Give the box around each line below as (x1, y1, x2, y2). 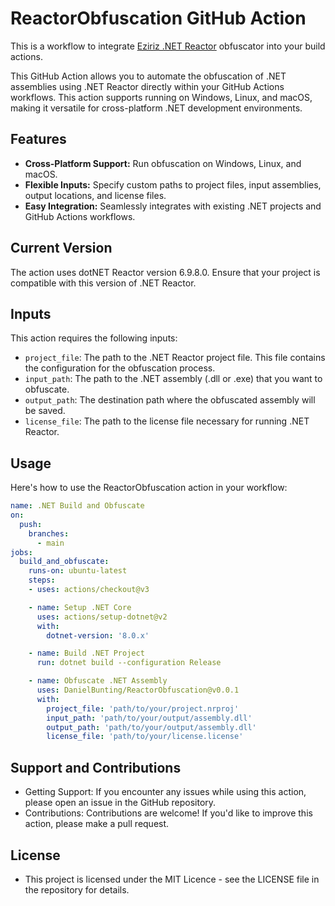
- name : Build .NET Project (28, 648, 145, 659)
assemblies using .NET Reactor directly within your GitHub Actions (10, 80, 285, 92)
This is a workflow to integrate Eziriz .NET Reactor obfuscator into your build (10, 40, 326, 52)
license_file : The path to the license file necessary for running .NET (24, 415, 310, 427)
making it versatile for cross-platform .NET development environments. (10, 102, 303, 114)
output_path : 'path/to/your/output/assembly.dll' (46, 722, 257, 732)
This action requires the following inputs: (10, 332, 178, 344)
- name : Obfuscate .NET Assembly (28, 676, 168, 686)
